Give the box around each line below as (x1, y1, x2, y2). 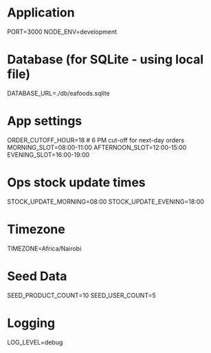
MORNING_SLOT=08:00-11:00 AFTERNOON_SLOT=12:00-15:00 (7, 143, 187, 151)
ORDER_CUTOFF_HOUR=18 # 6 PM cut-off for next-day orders (7, 136, 185, 144)
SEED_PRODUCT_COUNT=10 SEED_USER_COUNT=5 (7, 291, 156, 299)
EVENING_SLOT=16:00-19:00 (7, 150, 90, 159)
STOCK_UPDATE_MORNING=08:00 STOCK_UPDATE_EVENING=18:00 (7, 197, 205, 206)
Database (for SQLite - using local (7, 52, 204, 67)
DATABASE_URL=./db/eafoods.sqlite (7, 89, 110, 97)
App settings (7, 114, 82, 129)
